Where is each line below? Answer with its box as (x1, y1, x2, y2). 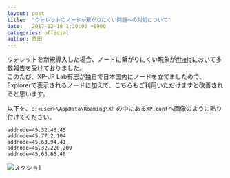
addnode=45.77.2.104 (7, 133, 67, 140)
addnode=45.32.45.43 (7, 126, 67, 134)
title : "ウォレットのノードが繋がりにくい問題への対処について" (7, 16, 171, 23)
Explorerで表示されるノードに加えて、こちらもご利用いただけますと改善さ (7, 81, 218, 89)
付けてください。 (7, 113, 56, 121)
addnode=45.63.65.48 (7, 151, 67, 158)
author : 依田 (7, 36, 43, 43)
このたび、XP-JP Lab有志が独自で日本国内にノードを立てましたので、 (7, 73, 205, 81)
